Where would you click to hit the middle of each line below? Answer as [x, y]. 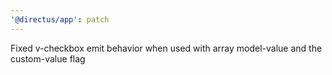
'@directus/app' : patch [60, 19]
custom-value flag [48, 58]
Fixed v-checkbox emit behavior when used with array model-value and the [166, 48]
